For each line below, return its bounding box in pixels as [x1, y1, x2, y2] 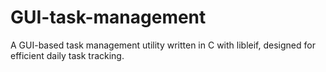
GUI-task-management [10, 6, 207, 29]
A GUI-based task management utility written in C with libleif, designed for [10, 39, 316, 51]
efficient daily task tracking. [10, 49, 125, 61]
